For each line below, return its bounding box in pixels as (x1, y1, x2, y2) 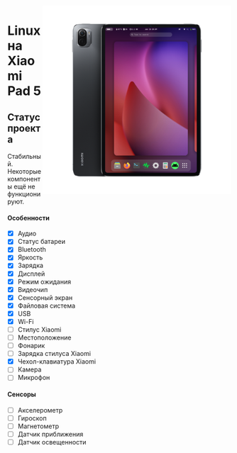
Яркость (17, 253, 43, 262)
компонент (7, 175, 41, 183)
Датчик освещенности (17, 437, 87, 446)
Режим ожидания (17, 277, 72, 286)
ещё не (13, 182, 35, 191)
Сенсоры (7, 390, 37, 398)
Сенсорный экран (17, 293, 73, 302)
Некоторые (7, 167, 41, 175)
